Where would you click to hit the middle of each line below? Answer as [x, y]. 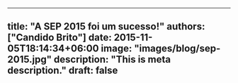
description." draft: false [63, 71]
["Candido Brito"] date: [59, 38]
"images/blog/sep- [177, 49]
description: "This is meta [112, 59]
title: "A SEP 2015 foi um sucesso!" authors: [106, 26]
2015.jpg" [29, 59]
